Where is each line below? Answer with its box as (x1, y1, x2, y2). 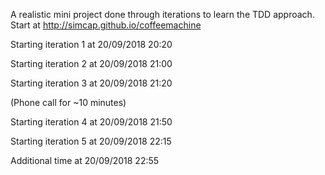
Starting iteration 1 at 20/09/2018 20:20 (10, 39, 173, 50)
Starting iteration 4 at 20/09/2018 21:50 (10, 116, 173, 128)
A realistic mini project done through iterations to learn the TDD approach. (10, 9, 315, 20)
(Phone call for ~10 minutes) (10, 97, 127, 108)
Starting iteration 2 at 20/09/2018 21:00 (10, 58, 173, 69)
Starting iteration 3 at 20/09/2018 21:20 (10, 77, 173, 89)
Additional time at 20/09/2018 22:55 (10, 155, 160, 166)
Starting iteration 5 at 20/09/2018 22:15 (10, 135, 172, 147)
